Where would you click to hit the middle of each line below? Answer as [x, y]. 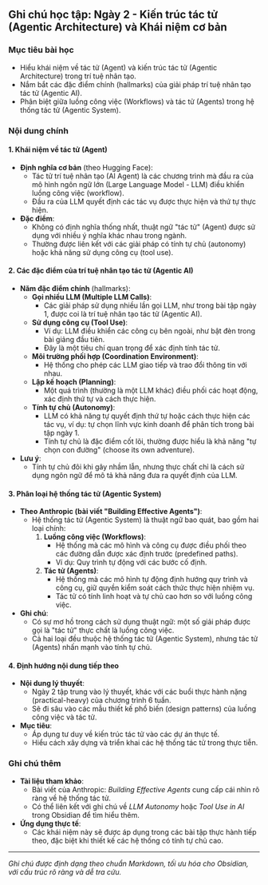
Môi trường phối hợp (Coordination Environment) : [115, 357]
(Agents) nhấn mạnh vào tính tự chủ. [92, 648]
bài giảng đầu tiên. [74, 340]
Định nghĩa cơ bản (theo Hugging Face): [86, 167]
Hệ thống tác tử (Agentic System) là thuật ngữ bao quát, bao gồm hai [145, 520]
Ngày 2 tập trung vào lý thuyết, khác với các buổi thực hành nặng [139, 692]
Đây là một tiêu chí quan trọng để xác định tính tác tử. [132, 348]
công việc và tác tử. [64, 717]
